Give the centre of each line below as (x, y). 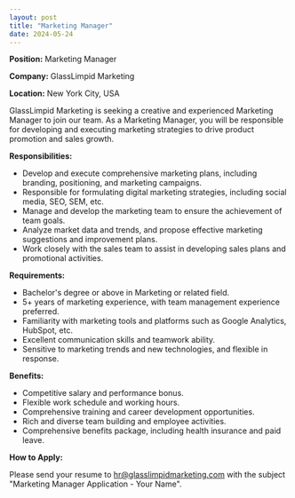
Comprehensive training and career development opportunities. (138, 412)
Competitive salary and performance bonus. (103, 393)
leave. (33, 440)
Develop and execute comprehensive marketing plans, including (140, 173)
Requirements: (37, 275)
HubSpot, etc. (48, 330)
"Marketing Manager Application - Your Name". (96, 484)
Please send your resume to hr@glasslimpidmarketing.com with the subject (147, 475)
